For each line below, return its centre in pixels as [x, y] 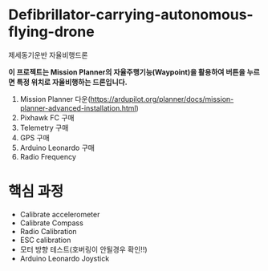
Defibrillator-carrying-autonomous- [131, 15]
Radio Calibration [49, 231]
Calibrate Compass [52, 223]
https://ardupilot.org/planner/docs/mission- [162, 99]
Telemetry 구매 [44, 127]
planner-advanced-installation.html [78, 108]
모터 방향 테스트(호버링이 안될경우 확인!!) [83, 249]
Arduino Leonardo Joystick [65, 258]
